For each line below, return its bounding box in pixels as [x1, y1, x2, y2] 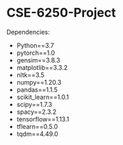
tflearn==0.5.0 [16, 122, 58, 130]
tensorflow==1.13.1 [16, 114, 69, 123]
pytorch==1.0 [16, 49, 56, 57]
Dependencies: [6, 28, 50, 36]
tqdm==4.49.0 [16, 130, 58, 138]
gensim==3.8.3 [16, 56, 60, 64]
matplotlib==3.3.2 [16, 63, 68, 71]
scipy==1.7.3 [16, 100, 53, 108]
